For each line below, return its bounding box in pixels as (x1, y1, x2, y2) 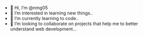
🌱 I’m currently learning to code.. (10, 15, 79, 21)
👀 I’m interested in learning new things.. (10, 10, 93, 16)
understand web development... (10, 26, 77, 32)
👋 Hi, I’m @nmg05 (10, 5, 48, 10)
